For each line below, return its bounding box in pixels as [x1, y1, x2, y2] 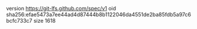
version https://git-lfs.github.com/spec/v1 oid [6, 5, 117, 12]
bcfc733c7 [6, 17, 33, 24]
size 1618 [33, 17, 56, 24]
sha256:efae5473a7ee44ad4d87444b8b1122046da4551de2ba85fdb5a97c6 [6, 11, 191, 18]
